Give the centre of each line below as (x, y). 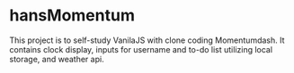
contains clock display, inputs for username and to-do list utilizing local (141, 49)
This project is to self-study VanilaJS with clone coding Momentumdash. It (147, 40)
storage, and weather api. (57, 59)
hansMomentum (72, 16)
